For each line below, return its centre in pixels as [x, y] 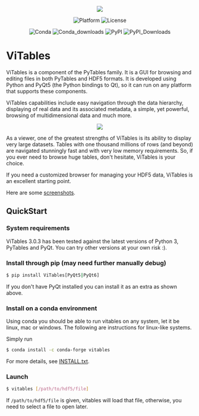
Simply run [19, 339]
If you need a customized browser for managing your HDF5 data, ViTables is [99, 175]
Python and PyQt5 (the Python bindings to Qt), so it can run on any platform [99, 85]
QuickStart [27, 211]
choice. [15, 163]
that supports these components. [47, 91]
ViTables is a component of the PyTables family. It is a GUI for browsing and [99, 72]
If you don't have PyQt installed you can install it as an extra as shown [91, 286]
